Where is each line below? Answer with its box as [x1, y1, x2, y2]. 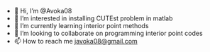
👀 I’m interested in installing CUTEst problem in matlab [13, 14, 173, 22]
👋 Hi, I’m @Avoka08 [13, 7, 72, 15]
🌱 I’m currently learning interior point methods [13, 22, 149, 30]
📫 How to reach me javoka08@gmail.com [13, 37, 138, 45]
